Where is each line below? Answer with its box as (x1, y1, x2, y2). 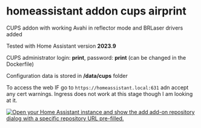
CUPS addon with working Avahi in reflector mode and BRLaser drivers (6, 24, 183, 31)
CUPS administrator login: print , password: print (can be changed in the (6, 54, 186, 61)
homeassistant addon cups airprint (6, 4, 186, 18)
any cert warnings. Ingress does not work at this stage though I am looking (6, 90, 193, 97)
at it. (6, 97, 18, 104)
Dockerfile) (6, 60, 35, 68)
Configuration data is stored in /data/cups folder (6, 72, 128, 79)
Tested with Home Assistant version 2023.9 (6, 42, 116, 50)
